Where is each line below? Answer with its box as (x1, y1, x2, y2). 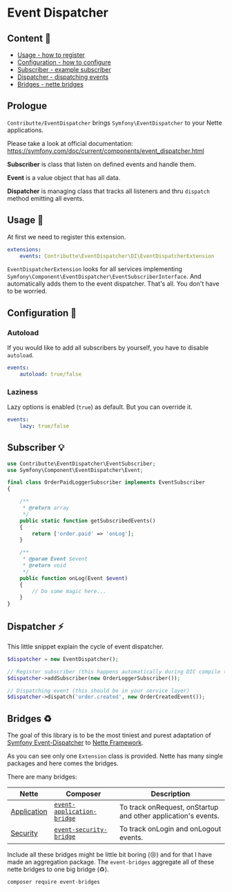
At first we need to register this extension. (7, 233, 126, 241)
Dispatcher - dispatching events (17, 73, 109, 81)
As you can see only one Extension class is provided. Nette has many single (7, 752, 223, 761)
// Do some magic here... (32, 588, 107, 594)
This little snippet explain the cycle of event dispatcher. (7, 642, 164, 650)
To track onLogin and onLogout (119, 824, 222, 834)
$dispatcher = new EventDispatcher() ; (7, 655, 119, 662)
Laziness (7, 387, 38, 397)
